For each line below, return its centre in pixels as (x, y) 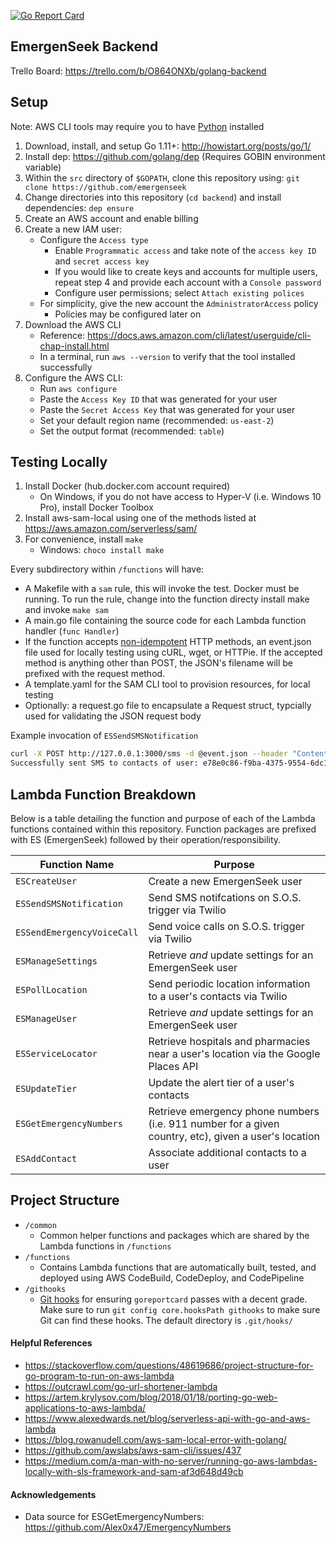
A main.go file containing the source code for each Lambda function (165, 621)
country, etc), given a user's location (234, 1136)
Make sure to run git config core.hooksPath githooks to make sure (180, 1309)
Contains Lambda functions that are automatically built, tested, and (178, 1267)
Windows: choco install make (102, 550)
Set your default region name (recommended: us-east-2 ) (157, 420)
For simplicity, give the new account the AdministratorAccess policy (179, 303)
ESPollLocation (51, 990)
